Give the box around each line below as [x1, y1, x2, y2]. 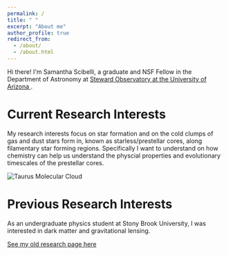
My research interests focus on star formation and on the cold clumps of [7, 129, 213, 138]
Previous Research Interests [7, 196, 173, 211]
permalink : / [7, 10, 45, 17]
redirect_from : [7, 36, 51, 43]
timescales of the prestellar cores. [7, 158, 104, 167]
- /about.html [13, 49, 54, 56]
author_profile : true [7, 29, 70, 37]
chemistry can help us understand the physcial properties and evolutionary [7, 151, 221, 160]
